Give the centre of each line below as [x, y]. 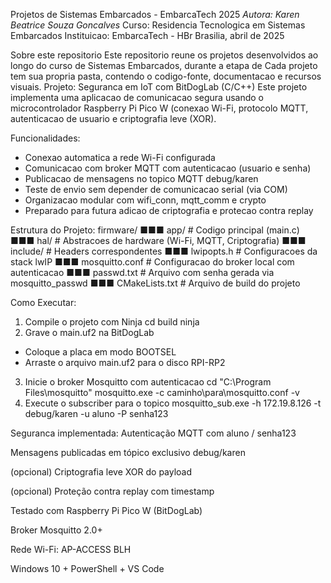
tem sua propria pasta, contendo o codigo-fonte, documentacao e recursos [166, 76]
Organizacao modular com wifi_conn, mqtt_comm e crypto [145, 200]
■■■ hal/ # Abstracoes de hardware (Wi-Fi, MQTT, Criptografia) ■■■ [158, 240]
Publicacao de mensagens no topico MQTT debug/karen [141, 178]
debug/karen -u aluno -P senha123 [96, 413]
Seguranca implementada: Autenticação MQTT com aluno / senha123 [153, 433]
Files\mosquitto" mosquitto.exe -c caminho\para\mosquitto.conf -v [162, 392]
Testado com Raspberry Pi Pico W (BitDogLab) [106, 510]
